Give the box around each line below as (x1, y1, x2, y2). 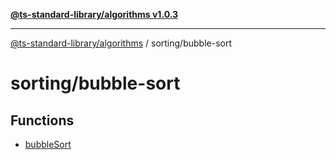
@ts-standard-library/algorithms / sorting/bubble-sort (10, 37, 233, 49)
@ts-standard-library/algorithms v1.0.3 (10, 9, 179, 20)
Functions (10, 112, 75, 129)
